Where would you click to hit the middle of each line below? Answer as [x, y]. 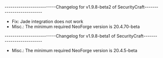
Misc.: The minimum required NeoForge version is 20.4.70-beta [76, 27]
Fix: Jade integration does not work [47, 22]
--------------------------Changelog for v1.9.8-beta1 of [60, 36]
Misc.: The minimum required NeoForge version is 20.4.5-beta [74, 51]
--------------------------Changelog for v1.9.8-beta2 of [61, 7]
